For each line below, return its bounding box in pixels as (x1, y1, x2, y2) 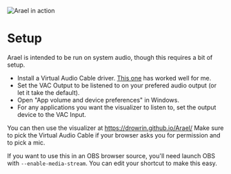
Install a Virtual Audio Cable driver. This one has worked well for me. (17, 74, 212, 82)
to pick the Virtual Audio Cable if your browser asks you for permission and (7, 131, 221, 139)
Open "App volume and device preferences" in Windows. (17, 96, 179, 104)
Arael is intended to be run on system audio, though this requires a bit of (7, 53, 213, 61)
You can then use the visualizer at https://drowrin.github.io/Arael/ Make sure (7, 124, 224, 132)
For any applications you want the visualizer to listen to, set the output (17, 103, 217, 111)
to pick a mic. (7, 138, 46, 146)
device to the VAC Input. (17, 110, 86, 118)
